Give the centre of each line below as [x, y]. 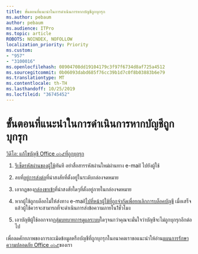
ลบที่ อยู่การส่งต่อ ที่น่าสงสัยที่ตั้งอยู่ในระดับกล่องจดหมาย [67, 177]
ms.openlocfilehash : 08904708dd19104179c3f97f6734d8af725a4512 [86, 67]
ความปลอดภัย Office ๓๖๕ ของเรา [39, 245]
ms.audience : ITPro [30, 28]
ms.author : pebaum [29, 17]
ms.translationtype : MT [35, 78]
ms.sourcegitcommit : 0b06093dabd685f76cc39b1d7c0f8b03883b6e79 [86, 72]
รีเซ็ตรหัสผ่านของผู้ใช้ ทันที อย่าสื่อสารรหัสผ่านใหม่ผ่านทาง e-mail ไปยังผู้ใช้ [87, 165]
